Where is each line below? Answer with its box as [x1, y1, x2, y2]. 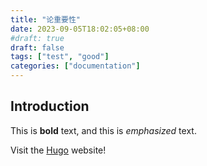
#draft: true [10, 33, 65, 43]
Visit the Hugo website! [10, 144, 107, 156]
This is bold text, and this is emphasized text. [10, 124, 197, 136]
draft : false [10, 42, 65, 53]
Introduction [10, 98, 90, 115]
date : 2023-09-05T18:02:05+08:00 [10, 24, 150, 34]
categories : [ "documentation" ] [10, 61, 141, 71]
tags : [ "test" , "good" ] [10, 52, 110, 62]
